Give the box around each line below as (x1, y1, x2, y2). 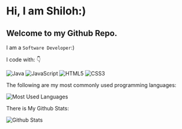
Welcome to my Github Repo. (6, 28, 118, 38)
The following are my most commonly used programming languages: (6, 82, 177, 88)
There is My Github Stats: (6, 105, 69, 112)
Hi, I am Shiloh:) (6, 4, 86, 18)
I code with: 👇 (6, 56, 41, 63)
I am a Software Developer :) (6, 44, 75, 51)
